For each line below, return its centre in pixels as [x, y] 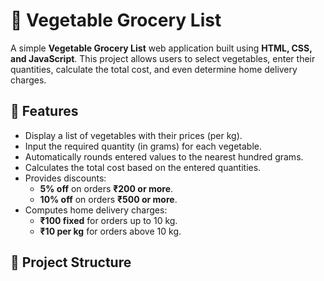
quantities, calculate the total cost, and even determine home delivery [154, 69]
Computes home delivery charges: [96, 210]
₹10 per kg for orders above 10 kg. [110, 231]
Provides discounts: [65, 178]
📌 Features [44, 111]
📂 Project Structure [71, 262]
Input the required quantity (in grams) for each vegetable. [143, 146]
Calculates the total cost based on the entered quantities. [143, 167]
